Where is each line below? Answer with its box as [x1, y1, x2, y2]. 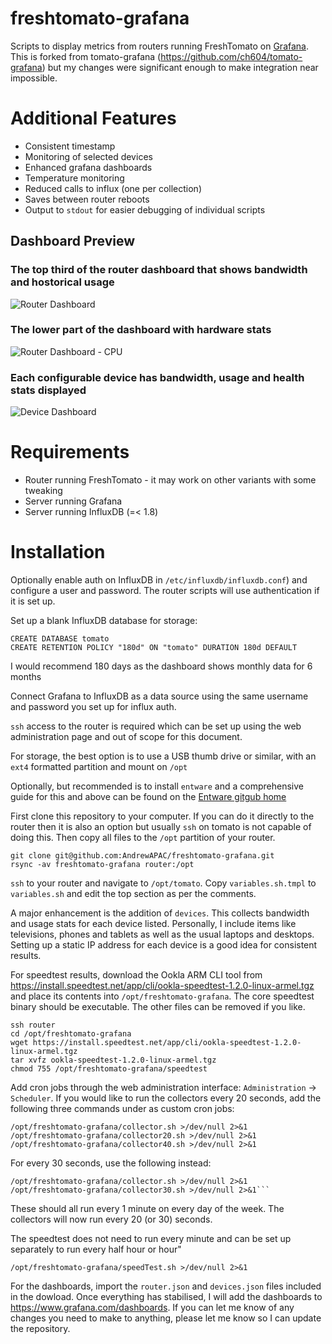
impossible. [10, 72, 58, 84]
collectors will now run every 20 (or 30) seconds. [10, 1213, 213, 1226]
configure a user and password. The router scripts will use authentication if [10, 585, 320, 597]
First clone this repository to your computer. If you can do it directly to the [10, 810, 315, 822]
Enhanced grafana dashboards [24, 161, 153, 173]
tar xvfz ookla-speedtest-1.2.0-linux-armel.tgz [10, 1055, 217, 1066]
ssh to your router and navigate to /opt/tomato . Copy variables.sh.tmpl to [10, 877, 317, 889]
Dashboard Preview [10, 233, 136, 250]
